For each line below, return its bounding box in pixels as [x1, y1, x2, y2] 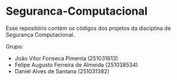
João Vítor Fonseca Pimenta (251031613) [14, 54, 118, 62]
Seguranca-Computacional [6, 4, 148, 18]
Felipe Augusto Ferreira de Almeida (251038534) [14, 61, 138, 68]
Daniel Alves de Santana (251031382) [14, 67, 110, 75]
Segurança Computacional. [6, 31, 75, 38]
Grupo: [6, 43, 23, 50]
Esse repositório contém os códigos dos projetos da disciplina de [6, 24, 171, 32]
